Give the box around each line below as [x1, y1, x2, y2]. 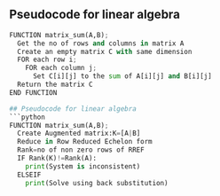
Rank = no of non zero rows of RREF [17, 145, 145, 154]
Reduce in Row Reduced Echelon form [17, 137, 153, 146]
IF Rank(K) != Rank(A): [17, 154, 98, 163]
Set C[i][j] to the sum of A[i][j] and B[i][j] [32, 72, 213, 81]
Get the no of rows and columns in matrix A [17, 39, 185, 48]
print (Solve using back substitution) [25, 178, 169, 187]
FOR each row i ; [17, 55, 77, 65]
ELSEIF [17, 170, 42, 179]
